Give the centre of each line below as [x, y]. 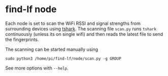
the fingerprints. [22, 40]
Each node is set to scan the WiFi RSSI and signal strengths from [73, 23]
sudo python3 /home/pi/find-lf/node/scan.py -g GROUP [63, 59]
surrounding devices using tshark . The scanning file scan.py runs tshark [81, 28]
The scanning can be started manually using [52, 49]
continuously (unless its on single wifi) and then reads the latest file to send [84, 34]
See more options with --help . [37, 68]
